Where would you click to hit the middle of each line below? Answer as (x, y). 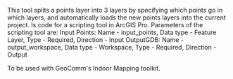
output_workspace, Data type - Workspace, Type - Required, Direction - (112, 47)
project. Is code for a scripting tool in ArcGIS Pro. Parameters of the (105, 25)
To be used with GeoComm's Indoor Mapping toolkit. (84, 68)
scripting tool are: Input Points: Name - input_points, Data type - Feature (112, 32)
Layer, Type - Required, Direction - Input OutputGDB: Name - (96, 40)
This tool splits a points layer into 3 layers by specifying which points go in (115, 10)
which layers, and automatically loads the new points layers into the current (117, 17)
